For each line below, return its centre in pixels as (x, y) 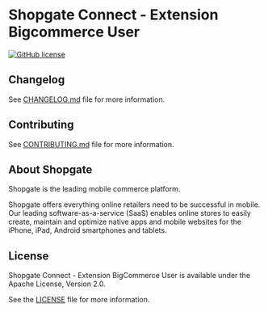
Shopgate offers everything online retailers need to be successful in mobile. (134, 204)
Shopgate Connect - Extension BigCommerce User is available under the (130, 276)
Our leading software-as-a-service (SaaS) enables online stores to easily (130, 213)
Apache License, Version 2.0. (57, 284)
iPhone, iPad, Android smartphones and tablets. (88, 230)
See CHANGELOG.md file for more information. (87, 99)
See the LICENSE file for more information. (79, 300)
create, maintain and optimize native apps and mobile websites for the (125, 222)
